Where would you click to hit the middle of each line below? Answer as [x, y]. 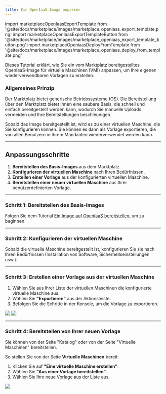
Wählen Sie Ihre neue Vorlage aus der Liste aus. [61, 377]
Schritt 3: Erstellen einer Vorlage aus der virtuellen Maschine [80, 277]
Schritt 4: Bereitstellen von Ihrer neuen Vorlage [63, 331]
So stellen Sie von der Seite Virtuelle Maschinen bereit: [62, 356]
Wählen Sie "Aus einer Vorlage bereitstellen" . [60, 371]
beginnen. [15, 221]
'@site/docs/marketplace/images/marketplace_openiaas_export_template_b [82, 39]
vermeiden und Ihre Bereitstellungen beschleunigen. [58, 115]
